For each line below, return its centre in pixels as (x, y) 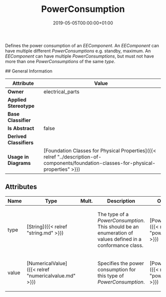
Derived (17, 136)
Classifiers (21, 143)
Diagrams (19, 163)
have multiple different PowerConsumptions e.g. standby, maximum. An (78, 51)
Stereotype (21, 106)
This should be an (118, 226)
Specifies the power (121, 263)
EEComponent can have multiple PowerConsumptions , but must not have (80, 56)
